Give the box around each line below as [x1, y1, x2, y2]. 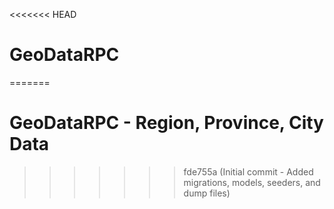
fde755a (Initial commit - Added [183, 165, 314, 178]
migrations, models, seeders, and [183, 176, 321, 188]
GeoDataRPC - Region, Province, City [9, 112, 324, 134]
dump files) [183, 187, 231, 199]
